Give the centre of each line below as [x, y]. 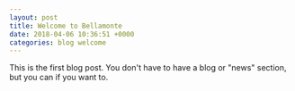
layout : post [34, 17]
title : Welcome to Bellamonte [66, 26]
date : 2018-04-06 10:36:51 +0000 [72, 34]
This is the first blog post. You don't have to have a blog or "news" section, [148, 68]
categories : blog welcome [58, 42]
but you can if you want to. [59, 78]
